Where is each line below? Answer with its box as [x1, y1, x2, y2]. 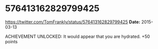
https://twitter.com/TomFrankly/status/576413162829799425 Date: [5, 19, 141, 25]
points [5, 38, 18, 44]
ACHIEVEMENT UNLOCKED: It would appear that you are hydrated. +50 [5, 33, 150, 39]
